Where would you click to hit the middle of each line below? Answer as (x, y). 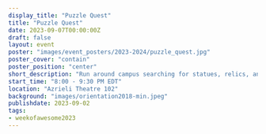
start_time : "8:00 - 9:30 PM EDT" (65, 81)
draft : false (30, 37)
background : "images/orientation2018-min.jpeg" (88, 96)
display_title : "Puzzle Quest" (60, 15)
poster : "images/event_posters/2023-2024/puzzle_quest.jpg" (110, 52)
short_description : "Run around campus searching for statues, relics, (129, 74)
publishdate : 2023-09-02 (49, 103)
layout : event (32, 45)
